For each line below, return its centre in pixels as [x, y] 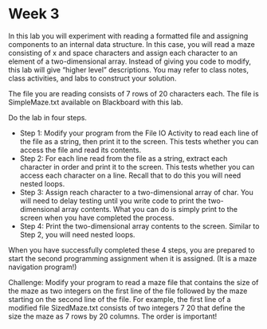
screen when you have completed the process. [97, 217]
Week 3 [34, 14]
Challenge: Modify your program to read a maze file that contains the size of [133, 282]
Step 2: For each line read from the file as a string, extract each [124, 158]
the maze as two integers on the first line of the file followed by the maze [128, 291]
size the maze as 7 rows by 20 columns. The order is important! [113, 316]
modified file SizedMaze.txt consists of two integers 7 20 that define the [127, 307]
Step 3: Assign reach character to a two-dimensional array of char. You [136, 192]
